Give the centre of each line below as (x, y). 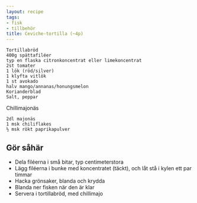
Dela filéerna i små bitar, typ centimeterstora (69, 162)
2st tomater (21, 66)
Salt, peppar (22, 97)
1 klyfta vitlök (26, 76)
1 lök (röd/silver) (30, 71)
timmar (23, 174)
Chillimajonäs (23, 108)
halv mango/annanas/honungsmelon (47, 87)
